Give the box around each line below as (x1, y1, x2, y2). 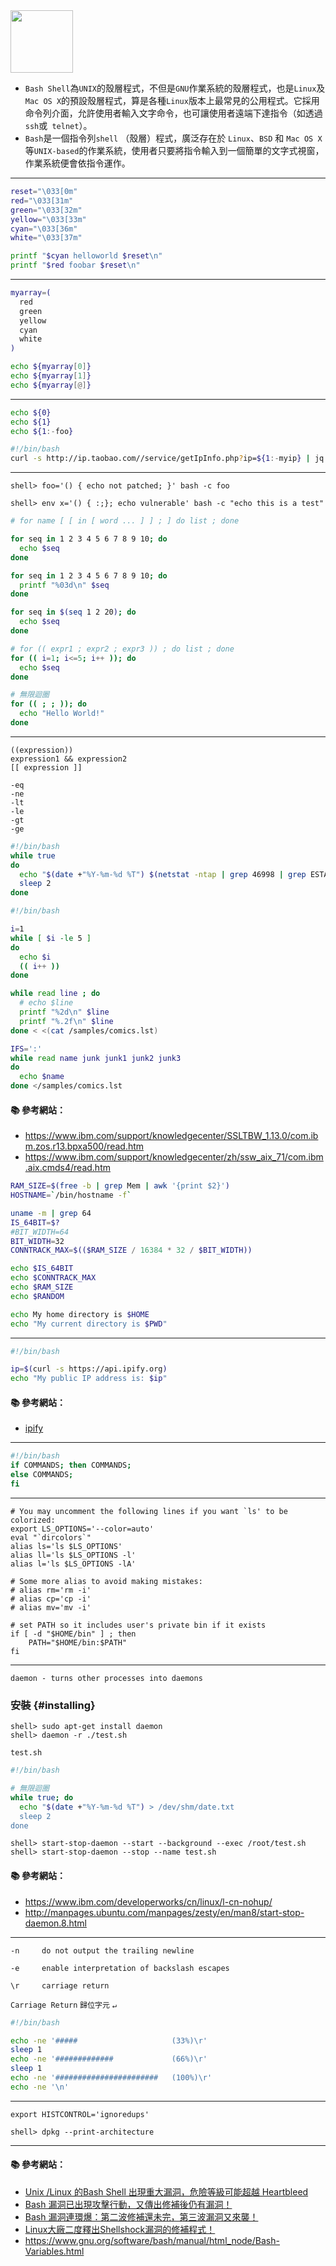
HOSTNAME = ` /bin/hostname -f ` (10, 1190, 132, 1201)
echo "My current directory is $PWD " (10, 1319, 168, 1329)
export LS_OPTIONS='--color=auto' (10, 1524, 155, 1534)
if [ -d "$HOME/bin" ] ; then (10, 1629, 137, 1639)
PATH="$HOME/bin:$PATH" (28, 1637, 128, 1648)
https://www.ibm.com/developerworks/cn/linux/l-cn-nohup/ (24, 1895, 273, 1908)
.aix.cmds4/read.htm (24, 1162, 111, 1174)
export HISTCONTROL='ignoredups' (10, 2109, 150, 2119)
